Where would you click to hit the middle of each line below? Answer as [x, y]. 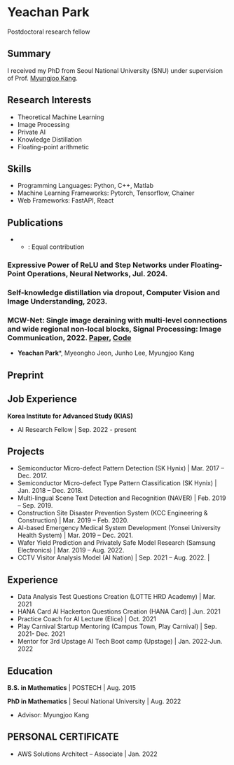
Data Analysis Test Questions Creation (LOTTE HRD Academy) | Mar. [116, 597]
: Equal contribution [56, 247]
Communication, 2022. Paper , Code [69, 337]
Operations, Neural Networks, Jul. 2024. [97, 274]
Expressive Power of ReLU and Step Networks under [98, 265]
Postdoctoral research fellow [49, 32]
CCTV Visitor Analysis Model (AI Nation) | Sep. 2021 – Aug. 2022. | [113, 557]
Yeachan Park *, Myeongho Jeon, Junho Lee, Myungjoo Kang [106, 353]
